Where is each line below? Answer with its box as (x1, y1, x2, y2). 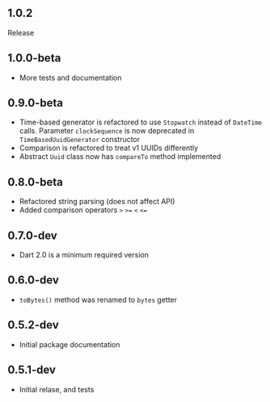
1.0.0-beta (7, 52, 61, 65)
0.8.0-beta (7, 175, 64, 189)
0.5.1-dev (7, 363, 56, 377)
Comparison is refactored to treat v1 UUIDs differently (19, 143, 199, 153)
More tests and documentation (19, 73, 122, 82)
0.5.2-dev (7, 318, 60, 332)
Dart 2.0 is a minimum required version (19, 250, 149, 260)
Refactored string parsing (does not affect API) (19, 197, 175, 207)
